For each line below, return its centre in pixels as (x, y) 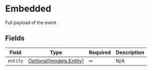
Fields (15, 38)
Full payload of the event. (31, 22)
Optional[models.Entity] (56, 60)
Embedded (28, 9)
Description (130, 52)
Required (100, 52)
